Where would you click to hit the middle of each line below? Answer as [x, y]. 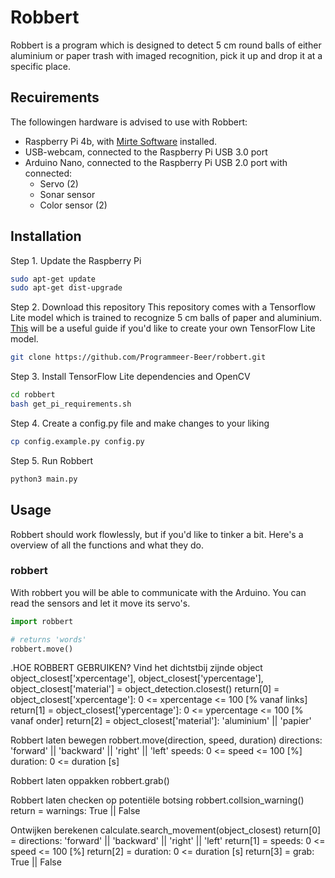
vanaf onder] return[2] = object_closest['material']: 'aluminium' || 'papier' [161, 721]
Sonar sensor [67, 194]
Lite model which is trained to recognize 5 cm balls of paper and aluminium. [166, 318]
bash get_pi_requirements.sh [71, 404]
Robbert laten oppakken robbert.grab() [90, 781]
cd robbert [33, 395]
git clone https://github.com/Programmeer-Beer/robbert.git [138, 357]
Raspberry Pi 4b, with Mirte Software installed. [121, 141]
